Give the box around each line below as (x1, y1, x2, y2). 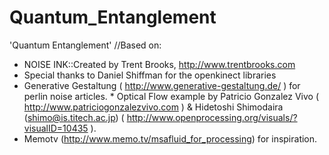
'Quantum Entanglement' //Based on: (9, 39, 162, 51)
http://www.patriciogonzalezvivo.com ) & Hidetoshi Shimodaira (23, 101, 284, 113)
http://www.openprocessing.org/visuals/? (126, 111, 298, 123)
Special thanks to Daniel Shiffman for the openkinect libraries (23, 69, 277, 81)
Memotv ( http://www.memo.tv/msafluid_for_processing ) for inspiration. (23, 132, 318, 145)
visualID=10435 (23, 122, 89, 134)
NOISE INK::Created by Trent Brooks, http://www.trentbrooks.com (23, 58, 296, 70)
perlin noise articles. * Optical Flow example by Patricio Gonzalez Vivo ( (23, 90, 319, 102)
